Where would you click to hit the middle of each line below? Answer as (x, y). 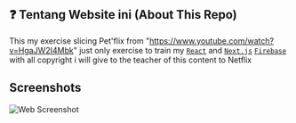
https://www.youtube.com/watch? (212, 41)
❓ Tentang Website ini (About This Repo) (123, 15)
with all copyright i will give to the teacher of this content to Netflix (130, 60)
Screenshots (45, 88)
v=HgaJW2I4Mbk (41, 50)
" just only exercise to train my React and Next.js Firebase (180, 50)
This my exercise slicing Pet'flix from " (80, 41)
